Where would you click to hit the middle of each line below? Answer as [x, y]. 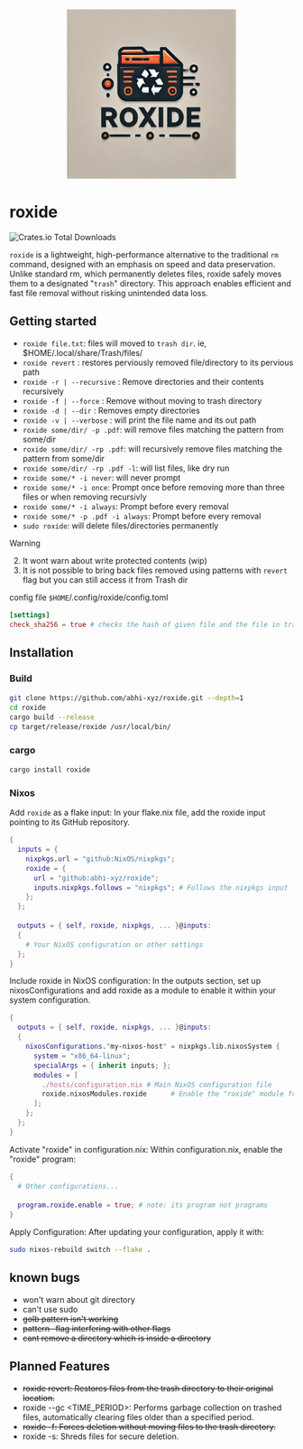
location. [39, 1398]
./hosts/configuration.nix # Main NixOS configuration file [157, 1084]
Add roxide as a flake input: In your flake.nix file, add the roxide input [138, 813]
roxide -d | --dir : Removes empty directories [111, 410]
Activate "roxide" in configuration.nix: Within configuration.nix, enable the [146, 1149]
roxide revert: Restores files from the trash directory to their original [147, 1388]
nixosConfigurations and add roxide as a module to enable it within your [143, 991]
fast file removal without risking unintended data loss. [109, 293]
